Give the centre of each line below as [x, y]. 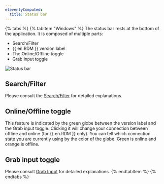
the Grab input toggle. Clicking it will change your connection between [77, 128]
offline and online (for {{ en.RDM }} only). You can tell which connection [78, 134]
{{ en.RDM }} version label [39, 48]
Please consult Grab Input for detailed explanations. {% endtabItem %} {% [81, 171]
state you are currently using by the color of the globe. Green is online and [81, 139]
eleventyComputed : [24, 10]
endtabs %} [17, 177]
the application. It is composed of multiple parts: [54, 34]
